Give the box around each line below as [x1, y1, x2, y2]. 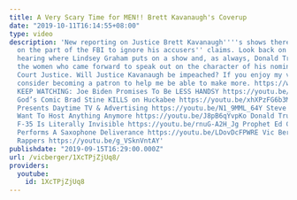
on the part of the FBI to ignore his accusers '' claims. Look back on [17, 46, 287, 55]
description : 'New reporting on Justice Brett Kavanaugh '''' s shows [9, 37, 267, 47]
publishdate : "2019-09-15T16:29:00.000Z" [9, 144, 164, 153]
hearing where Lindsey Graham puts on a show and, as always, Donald [17, 54, 278, 63]
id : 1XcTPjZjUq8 [25, 178, 86, 187]
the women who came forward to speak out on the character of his [17, 63, 267, 72]
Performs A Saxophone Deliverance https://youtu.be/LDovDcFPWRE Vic [17, 128, 275, 137]
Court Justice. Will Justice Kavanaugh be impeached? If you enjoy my [17, 71, 283, 80]
